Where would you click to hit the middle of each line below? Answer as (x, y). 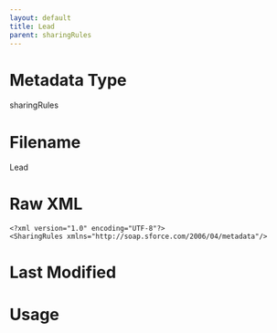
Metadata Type (68, 80)
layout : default (40, 18)
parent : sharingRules (51, 35)
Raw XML (46, 204)
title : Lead (32, 26)
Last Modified (63, 272)
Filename (45, 142)
